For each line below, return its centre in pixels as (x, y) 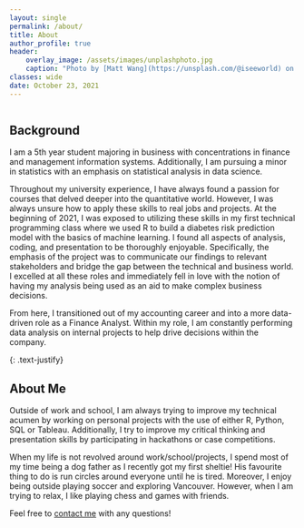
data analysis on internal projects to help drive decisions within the (134, 332)
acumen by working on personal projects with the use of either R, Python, (147, 421)
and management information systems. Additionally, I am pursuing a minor (148, 162)
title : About (34, 35)
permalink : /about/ (46, 26)
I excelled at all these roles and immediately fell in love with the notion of (145, 276)
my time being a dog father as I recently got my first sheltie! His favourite (146, 467)
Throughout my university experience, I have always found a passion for (144, 189)
